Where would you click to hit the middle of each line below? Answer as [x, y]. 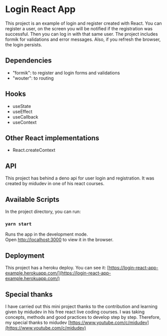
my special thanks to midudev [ [38, 322]
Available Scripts [32, 200]
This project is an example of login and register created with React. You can [83, 23]
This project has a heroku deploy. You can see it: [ [57, 268]
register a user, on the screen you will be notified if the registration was [79, 28]
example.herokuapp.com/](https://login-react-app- [58, 273]
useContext [24, 122]
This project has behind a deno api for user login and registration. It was [80, 178]
